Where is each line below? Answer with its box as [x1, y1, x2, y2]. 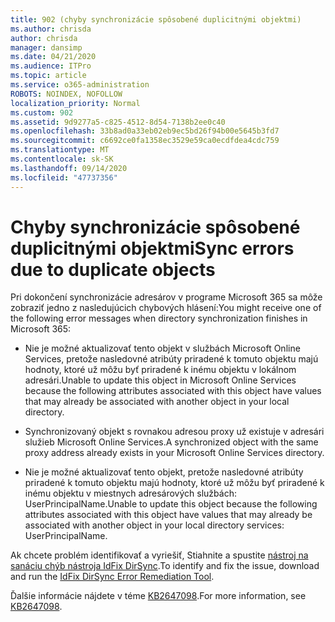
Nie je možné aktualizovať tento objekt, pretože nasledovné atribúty [24, 466, 304, 478]
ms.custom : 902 [10, 107, 74, 118]
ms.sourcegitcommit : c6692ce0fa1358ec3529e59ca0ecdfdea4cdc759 [10, 136, 280, 146]
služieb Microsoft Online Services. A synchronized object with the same [24, 436, 319, 448]
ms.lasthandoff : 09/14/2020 [10, 163, 128, 173]
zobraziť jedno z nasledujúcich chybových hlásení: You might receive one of [10, 302, 322, 314]
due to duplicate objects [10, 258, 216, 281]
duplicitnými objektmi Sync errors [10, 237, 295, 260]
